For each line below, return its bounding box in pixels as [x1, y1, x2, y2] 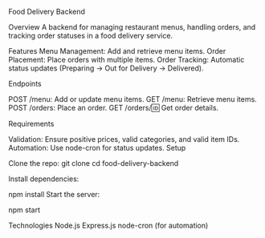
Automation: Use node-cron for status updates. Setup [8, 143, 186, 152]
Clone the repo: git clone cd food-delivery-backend [8, 159, 179, 167]
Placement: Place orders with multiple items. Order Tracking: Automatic [8, 55, 245, 64]
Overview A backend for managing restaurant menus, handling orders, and [8, 22, 256, 31]
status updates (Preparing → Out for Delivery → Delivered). [8, 63, 204, 73]
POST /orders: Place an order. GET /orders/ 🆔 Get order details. [8, 103, 219, 112]
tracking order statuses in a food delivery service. [8, 31, 173, 40]
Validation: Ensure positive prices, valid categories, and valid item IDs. [8, 135, 240, 143]
